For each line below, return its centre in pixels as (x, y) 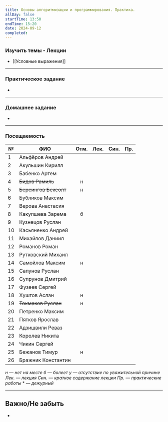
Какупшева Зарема (43, 214)
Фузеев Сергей (38, 287)
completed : (16, 33)
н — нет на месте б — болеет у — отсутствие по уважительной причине (83, 373)
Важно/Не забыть (34, 403)
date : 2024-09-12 (23, 28)
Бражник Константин (45, 360)
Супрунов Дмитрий (43, 279)
